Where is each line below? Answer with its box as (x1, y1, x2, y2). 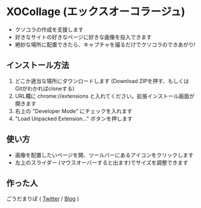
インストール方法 (6, 60, 70, 70)
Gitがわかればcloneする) (14, 85, 75, 92)
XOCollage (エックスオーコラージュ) (6, 5, 185, 19)
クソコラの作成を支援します (14, 26, 84, 33)
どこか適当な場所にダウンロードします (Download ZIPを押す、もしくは (14, 77, 190, 84)
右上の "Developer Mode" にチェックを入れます (14, 107, 133, 114)
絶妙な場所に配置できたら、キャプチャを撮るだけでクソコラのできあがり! (14, 41, 196, 48)
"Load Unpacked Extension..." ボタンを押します (14, 115, 133, 122)
